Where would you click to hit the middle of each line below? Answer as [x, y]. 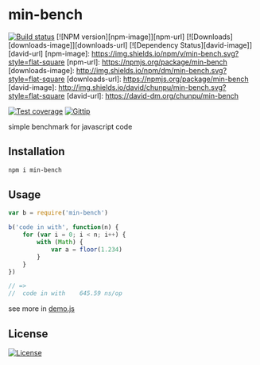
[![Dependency [154, 45]
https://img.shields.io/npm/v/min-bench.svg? [165, 53]
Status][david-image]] [216, 45]
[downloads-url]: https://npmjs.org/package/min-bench [157, 79]
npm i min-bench [35, 170]
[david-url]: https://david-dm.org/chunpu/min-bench [152, 95]
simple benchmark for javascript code [70, 126]
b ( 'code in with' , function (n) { [64, 227]
